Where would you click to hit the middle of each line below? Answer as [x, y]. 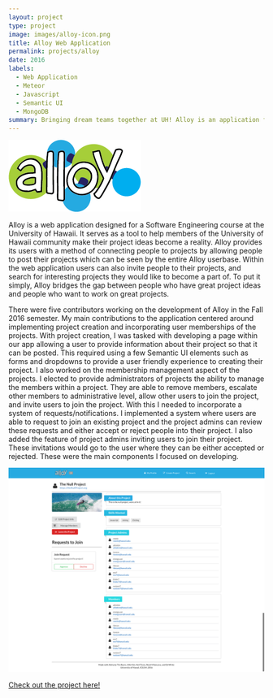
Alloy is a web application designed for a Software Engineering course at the [136, 225]
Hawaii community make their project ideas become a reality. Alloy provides [135, 242]
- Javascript [38, 94]
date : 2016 [27, 60]
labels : [22, 69]
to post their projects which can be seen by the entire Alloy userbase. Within [136, 259]
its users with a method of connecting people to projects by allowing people [135, 251]
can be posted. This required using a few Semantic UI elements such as [129, 353]
